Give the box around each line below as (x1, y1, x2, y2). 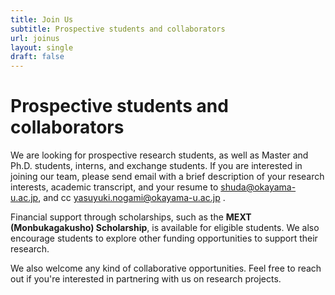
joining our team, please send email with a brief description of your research (10, 171, 325, 183)
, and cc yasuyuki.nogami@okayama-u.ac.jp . (38, 192, 226, 204)
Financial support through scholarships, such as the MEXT (10, 211, 252, 223)
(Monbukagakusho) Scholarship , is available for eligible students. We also (10, 222, 320, 234)
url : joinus (10, 33, 60, 43)
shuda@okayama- (220, 181, 297, 193)
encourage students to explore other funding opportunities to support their (10, 232, 318, 245)
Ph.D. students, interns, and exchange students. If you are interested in (10, 160, 303, 172)
